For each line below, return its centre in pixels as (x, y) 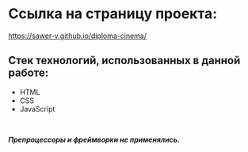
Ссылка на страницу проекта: (113, 14)
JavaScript (37, 108)
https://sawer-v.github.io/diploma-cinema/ (78, 36)
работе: (29, 73)
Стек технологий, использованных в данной (124, 61)
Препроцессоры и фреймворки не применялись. (94, 139)
